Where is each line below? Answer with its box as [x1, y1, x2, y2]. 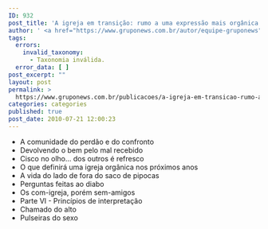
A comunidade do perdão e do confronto [19, 137, 154, 146]
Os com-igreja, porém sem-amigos [19, 188, 136, 197]
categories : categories [8, 100, 88, 108]
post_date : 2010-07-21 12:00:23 [8, 115, 116, 123]
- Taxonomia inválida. [29, 56, 105, 64]
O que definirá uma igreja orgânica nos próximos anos [19, 162, 199, 172]
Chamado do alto [19, 204, 77, 214]
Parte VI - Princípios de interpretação [19, 196, 143, 205]
